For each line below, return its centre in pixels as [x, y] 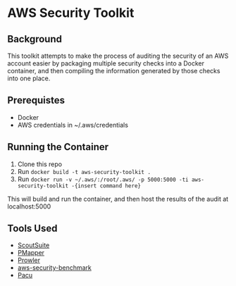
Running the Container [58, 147]
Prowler [29, 260]
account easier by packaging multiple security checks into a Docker [106, 63]
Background [35, 39]
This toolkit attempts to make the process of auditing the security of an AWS [118, 56]
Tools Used [32, 229]
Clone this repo [39, 164]
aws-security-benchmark [54, 268]
